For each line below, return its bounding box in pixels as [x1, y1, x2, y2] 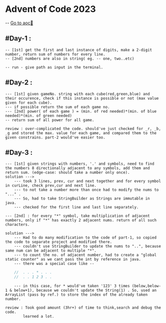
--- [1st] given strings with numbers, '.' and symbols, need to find [5, 161, 155, 167]
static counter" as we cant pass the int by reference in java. [5, 257, 141, 262]
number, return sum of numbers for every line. [5, 52, 106, 57]
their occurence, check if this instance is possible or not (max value [5, 96, 159, 101]
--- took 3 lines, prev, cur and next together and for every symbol [14, 179, 162, 184]
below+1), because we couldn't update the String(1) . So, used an [14, 288, 157, 293]
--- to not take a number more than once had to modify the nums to [14, 188, 159, 193]
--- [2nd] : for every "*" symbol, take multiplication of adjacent [5, 213, 150, 219]
